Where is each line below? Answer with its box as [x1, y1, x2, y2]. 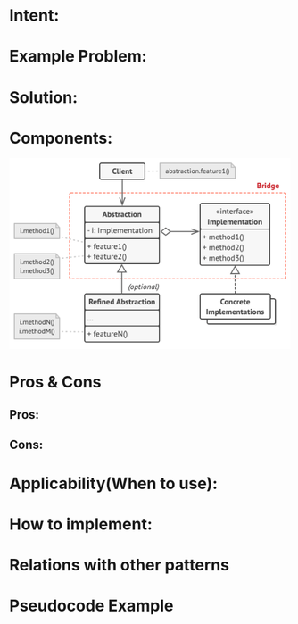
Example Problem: [9, 46, 147, 67]
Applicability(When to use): [9, 473, 219, 494]
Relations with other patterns [9, 555, 230, 576]
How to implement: [9, 514, 153, 534]
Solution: [9, 87, 79, 107]
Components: [9, 128, 113, 148]
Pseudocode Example [9, 595, 174, 616]
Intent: [9, 5, 60, 26]
